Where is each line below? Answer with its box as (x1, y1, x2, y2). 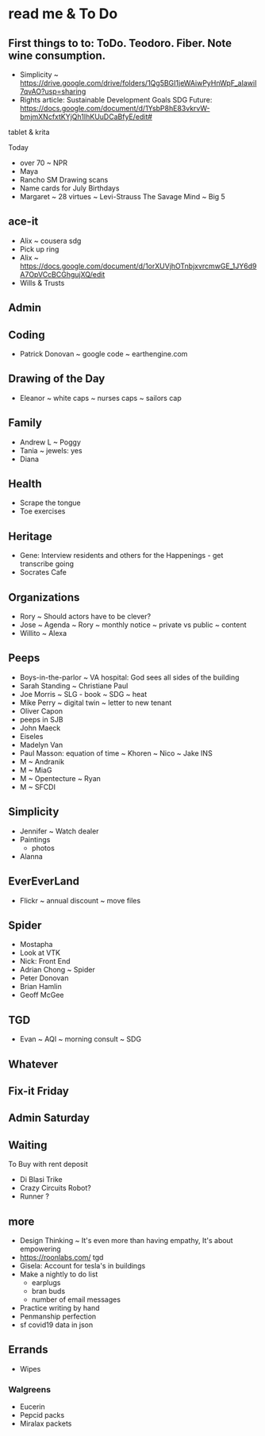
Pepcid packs (19, 1411, 65, 1420)
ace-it (8, 215, 39, 229)
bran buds (31, 1286, 66, 1295)
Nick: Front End (19, 957, 71, 966)
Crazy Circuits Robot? (19, 1184, 91, 1193)
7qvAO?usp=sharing (19, 87, 86, 96)
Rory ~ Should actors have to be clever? (19, 612, 152, 622)
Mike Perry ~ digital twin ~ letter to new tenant (19, 698, 172, 707)
